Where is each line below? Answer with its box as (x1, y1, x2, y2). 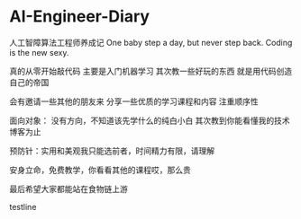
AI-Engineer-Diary (9, 6, 150, 27)
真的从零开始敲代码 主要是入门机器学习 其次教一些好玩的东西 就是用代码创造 (9, 66, 293, 76)
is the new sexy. (9, 47, 69, 57)
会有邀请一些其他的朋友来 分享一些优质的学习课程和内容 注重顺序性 (9, 96, 259, 107)
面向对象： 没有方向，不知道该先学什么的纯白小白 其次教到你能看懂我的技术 (9, 115, 290, 126)
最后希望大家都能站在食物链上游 (9, 183, 128, 194)
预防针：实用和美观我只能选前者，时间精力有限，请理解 (9, 145, 214, 156)
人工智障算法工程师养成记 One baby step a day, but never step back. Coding (9, 37, 293, 48)
